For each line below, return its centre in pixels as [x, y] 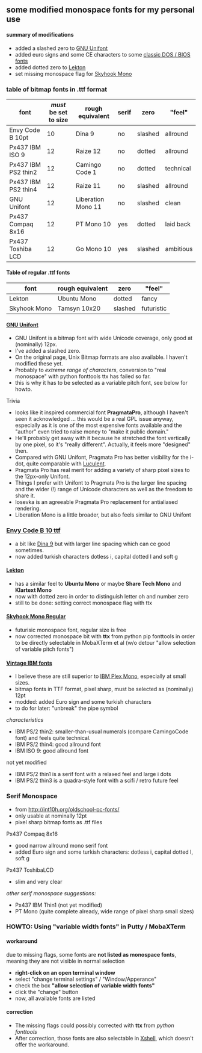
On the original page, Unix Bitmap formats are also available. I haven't [101, 357]
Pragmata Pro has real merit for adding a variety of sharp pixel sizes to [103, 470]
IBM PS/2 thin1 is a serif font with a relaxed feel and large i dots [93, 774]
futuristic [154, 308]
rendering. [28, 509]
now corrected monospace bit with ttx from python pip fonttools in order [105, 636]
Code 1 [87, 172]
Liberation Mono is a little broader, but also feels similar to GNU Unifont [103, 515]
